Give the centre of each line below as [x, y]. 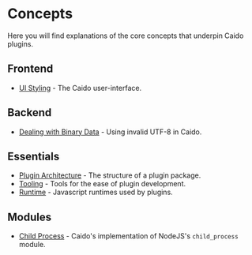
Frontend [30, 69]
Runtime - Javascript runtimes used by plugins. [96, 192]
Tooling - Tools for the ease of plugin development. [102, 184]
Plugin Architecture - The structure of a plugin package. [110, 175]
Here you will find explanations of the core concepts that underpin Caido [126, 36]
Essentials [34, 156]
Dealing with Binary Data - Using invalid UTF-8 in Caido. [110, 132]
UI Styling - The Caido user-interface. [80, 88]
